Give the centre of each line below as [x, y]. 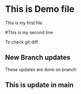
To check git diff [22, 42]
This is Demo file [40, 9]
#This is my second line [29, 32]
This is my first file [24, 23]
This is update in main [39, 85]
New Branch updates [38, 58]
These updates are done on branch [41, 69]
